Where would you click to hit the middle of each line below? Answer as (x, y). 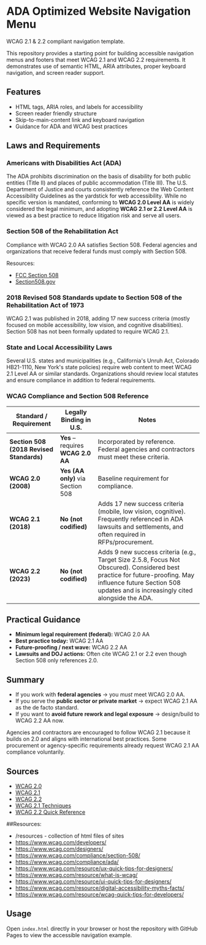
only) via (73, 478)
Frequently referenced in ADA (141, 519)
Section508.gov (35, 281)
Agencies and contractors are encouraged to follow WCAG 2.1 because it (98, 733)
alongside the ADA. (125, 598)
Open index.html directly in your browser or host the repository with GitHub (102, 928)
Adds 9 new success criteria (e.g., (147, 552)
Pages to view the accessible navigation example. (69, 935)
